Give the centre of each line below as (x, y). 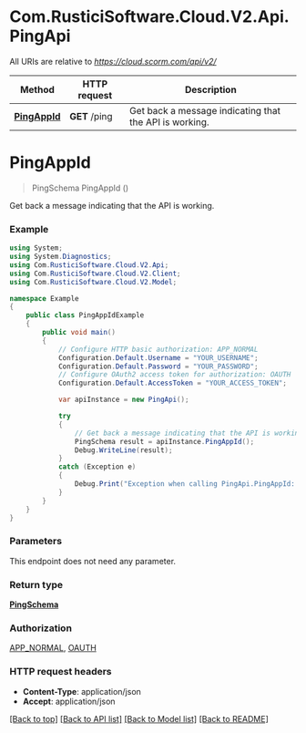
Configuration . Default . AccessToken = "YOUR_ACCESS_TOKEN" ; (172, 383)
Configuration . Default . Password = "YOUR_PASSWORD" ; (158, 366)
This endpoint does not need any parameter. (92, 561)
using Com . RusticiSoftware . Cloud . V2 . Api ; (89, 265)
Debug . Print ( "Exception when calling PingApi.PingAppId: (185, 484)
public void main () (79, 333)
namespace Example (44, 298)
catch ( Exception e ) (97, 467)
